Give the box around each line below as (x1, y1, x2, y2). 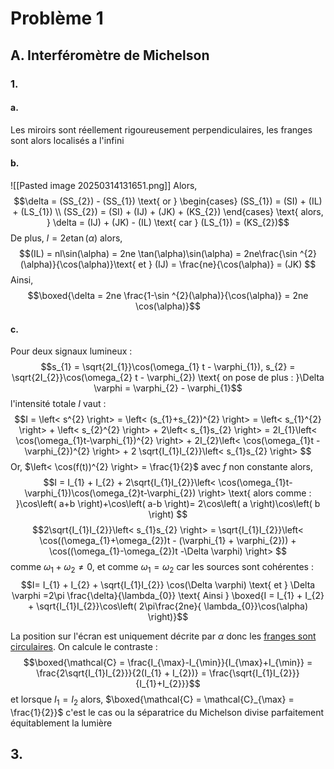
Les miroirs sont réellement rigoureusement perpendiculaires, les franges (10, 123, 313, 136)
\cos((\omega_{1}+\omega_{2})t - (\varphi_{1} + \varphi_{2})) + (39, 535, 297, 547)
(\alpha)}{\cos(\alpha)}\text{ (19, 258, 137, 270)
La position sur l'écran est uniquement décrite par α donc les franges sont (10, 630, 317, 642)
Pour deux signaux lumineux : (10, 345, 133, 357)
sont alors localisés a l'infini (10, 134, 125, 146)
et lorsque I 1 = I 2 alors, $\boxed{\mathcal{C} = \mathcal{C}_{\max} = (10, 693, 295, 707)
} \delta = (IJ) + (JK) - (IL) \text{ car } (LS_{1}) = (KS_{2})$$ (46, 216, 290, 228)
